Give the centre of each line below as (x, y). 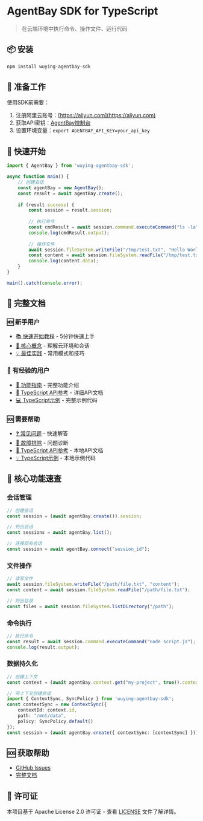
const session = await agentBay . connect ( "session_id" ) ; (78, 549)
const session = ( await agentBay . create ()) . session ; (74, 516)
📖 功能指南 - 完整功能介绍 (47, 385)
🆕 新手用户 (23, 322)
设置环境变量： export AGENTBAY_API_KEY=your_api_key (83, 131)
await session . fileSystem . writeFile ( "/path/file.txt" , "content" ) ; (93, 585)
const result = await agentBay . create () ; (70, 193)
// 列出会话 (20, 527)
